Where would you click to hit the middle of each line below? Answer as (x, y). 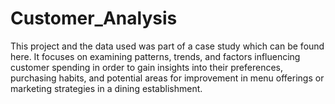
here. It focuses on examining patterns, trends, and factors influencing (155, 56)
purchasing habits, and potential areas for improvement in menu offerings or (167, 78)
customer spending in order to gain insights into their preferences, (146, 67)
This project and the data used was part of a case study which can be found (167, 46)
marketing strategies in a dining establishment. (106, 88)
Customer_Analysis (94, 18)
